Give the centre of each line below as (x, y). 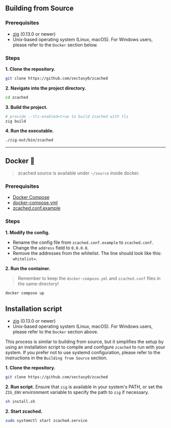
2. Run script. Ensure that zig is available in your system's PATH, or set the (84, 387)
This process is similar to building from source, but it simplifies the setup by (84, 342)
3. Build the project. (26, 107)
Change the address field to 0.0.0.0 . (51, 248)
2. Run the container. (28, 268)
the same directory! (38, 283)
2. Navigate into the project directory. (46, 88)
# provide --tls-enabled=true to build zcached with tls (67, 117)
